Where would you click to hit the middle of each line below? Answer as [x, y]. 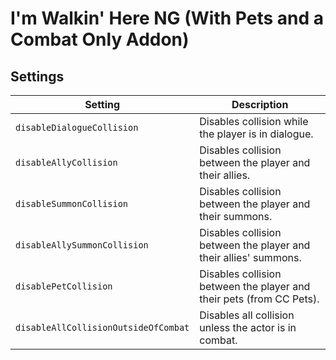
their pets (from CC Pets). [259, 299]
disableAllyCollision [66, 162]
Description [260, 104]
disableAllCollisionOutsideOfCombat [102, 327]
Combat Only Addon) [100, 39]
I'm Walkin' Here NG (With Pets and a [167, 18]
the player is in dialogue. [256, 134]
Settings [37, 76]
